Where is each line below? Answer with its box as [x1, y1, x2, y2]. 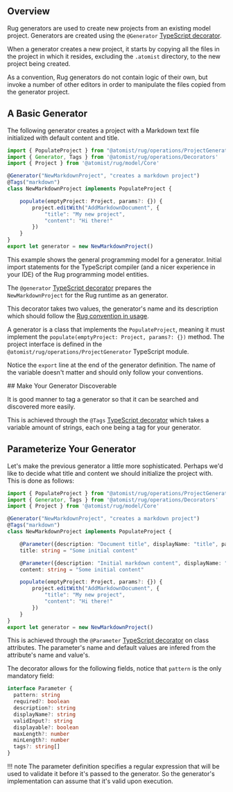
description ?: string [13, 705, 76, 712]
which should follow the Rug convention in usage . [7, 311, 149, 320]
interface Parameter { [7, 685, 73, 692]
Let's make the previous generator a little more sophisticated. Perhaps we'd [7, 461, 223, 470]
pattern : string [13, 691, 60, 699]
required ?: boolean [13, 698, 70, 705]
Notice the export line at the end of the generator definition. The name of [7, 361, 216, 369]
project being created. [7, 59, 71, 68]
